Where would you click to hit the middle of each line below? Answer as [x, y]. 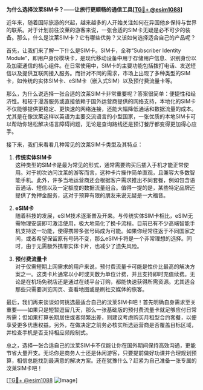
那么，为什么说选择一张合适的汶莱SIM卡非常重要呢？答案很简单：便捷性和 [98, 94]
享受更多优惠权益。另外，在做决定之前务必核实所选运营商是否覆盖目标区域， [101, 325]
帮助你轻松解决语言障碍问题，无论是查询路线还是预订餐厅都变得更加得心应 [104, 124]
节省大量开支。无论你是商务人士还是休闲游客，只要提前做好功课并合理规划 [99, 353]
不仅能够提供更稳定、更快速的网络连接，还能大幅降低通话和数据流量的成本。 [101, 109]
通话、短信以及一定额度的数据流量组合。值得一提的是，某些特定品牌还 [108, 188]
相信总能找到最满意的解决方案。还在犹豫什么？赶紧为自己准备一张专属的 [107, 361]
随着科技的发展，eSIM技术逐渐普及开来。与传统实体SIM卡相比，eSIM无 [104, 216]
